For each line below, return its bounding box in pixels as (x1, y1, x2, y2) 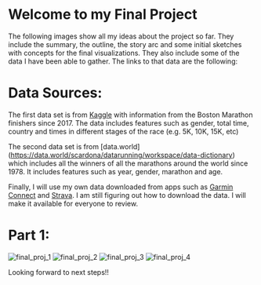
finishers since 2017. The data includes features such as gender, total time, (8, 118, 249, 127)
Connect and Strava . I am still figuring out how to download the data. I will (8, 190, 247, 199)
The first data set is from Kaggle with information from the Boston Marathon (8, 110, 253, 119)
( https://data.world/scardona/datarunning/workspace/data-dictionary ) (8, 150, 235, 159)
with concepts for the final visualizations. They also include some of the (8, 48, 241, 57)
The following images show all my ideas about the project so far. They (8, 31, 234, 41)
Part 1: (8, 226, 50, 244)
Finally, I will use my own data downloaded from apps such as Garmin (8, 182, 234, 192)
